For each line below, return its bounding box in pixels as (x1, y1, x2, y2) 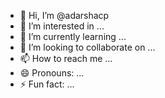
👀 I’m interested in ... (19, 20, 105, 32)
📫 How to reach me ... (19, 53, 113, 64)
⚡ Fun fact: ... (19, 78, 75, 90)
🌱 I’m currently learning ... (19, 31, 127, 42)
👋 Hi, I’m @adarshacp (19, 10, 110, 21)
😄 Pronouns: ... (19, 67, 85, 79)
